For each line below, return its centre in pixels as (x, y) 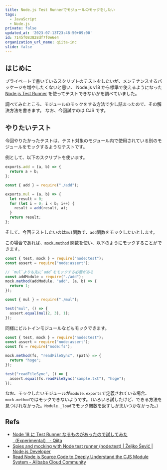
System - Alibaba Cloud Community (49, 462)
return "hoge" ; (25, 360)
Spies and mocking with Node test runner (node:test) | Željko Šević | (83, 446)
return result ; (25, 217)
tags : (11, 14)
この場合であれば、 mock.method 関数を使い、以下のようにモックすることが (82, 243)
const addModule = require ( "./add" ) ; (44, 277)
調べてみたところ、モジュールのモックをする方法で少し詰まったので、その (81, 104)
